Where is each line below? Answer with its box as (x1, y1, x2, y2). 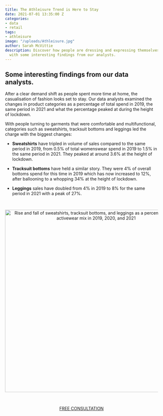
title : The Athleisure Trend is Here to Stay (5, 7, 98, 12)
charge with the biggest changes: (5, 131, 72, 137)
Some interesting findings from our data (5, 70, 129, 78)
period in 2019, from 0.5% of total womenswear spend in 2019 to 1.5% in (12, 146, 157, 152)
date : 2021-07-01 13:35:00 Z (5, 12, 64, 17)
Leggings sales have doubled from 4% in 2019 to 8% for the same (12, 185, 146, 191)
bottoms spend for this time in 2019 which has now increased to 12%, (12, 171, 151, 177)
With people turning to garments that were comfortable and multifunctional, (5, 121, 156, 127)
